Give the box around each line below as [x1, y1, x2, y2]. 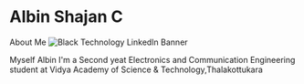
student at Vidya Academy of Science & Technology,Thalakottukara [9, 64, 263, 75]
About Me [9, 37, 47, 47]
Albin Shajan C [9, 6, 123, 27]
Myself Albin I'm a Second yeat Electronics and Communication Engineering [9, 54, 296, 65]
